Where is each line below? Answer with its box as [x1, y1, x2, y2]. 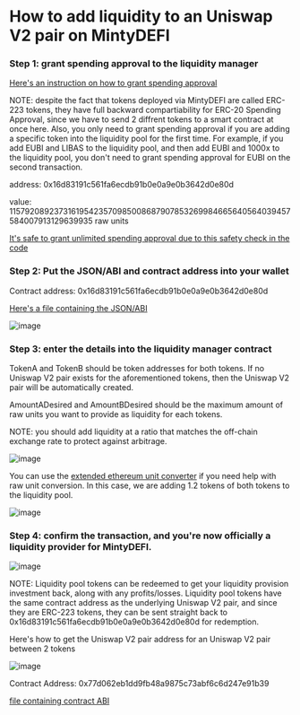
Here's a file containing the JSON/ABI [9, 302, 148, 313]
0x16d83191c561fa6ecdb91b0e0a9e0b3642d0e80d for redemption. [9, 616, 260, 627]
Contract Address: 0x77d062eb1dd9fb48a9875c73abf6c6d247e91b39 [9, 678, 270, 689]
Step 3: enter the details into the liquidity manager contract [9, 343, 272, 355]
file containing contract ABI [9, 695, 110, 706]
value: [9, 196, 32, 207]
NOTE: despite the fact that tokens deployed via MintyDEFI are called [9, 95, 264, 106]
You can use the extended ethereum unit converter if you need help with [9, 471, 277, 482]
